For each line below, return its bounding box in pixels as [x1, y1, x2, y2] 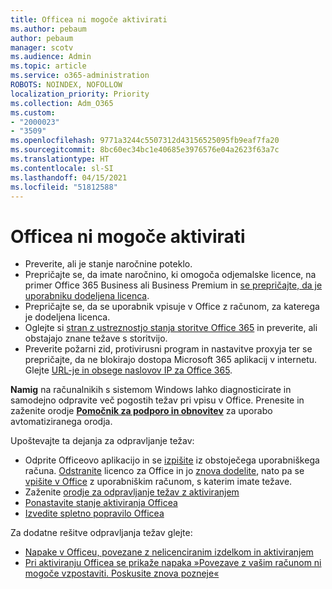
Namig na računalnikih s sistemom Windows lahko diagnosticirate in [10, 384, 292, 396]
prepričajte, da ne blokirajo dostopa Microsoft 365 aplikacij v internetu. [24, 354, 318, 366]
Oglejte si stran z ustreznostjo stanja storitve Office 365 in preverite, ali [24, 322, 318, 334]
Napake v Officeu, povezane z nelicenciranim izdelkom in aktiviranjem [24, 546, 314, 558]
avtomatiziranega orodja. [10, 416, 113, 428]
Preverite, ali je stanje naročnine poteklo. [24, 258, 193, 270]
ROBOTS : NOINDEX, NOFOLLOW [10, 80, 123, 90]
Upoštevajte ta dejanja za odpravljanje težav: [10, 435, 195, 447]
